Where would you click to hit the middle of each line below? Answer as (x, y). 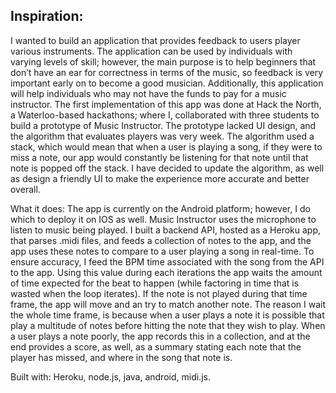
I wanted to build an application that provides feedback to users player (155, 40)
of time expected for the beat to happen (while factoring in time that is (155, 283)
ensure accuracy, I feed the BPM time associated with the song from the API (167, 261)
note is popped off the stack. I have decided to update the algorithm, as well (167, 168)
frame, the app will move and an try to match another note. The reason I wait (168, 304)
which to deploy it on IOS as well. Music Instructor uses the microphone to (163, 219)
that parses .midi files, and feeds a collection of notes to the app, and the (161, 240)
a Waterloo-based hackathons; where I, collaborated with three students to (165, 115)
